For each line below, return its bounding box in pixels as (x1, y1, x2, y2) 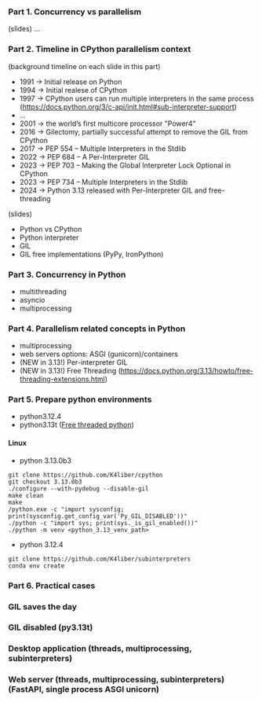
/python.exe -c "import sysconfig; (8, 505, 125, 513)
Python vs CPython (19, 224, 82, 233)
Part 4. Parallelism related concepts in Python (8, 323, 186, 334)
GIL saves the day (8, 601, 77, 612)
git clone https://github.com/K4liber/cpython (8, 471, 163, 479)
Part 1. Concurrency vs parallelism (8, 6, 142, 17)
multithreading (19, 286, 67, 296)
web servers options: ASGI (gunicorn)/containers (19, 349, 179, 359)
